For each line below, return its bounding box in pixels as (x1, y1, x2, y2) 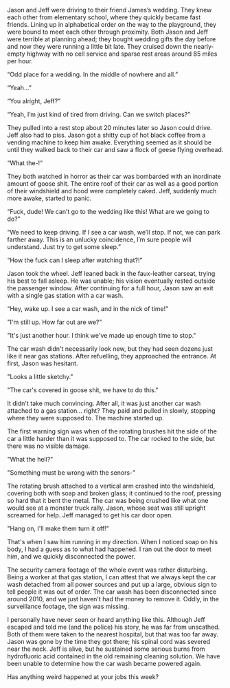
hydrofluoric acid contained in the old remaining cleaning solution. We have (7, 652, 220, 660)
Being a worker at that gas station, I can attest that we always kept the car (7, 573, 216, 581)
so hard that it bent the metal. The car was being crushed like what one (7, 497, 209, 504)
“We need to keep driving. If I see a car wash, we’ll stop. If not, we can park (7, 228, 221, 236)
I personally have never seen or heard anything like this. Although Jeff (7, 616, 206, 623)
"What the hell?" (7, 455, 54, 463)
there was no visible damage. (7, 442, 91, 450)
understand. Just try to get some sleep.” (7, 243, 122, 250)
